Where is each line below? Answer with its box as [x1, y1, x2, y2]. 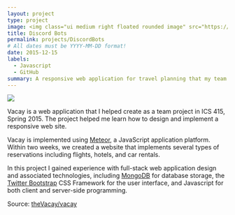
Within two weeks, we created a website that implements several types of [7, 143, 220, 151]
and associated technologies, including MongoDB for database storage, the [7, 172, 225, 180]
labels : [7, 56, 30, 63]
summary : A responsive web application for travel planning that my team [7, 75, 227, 82]
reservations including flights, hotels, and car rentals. [7, 151, 161, 159]
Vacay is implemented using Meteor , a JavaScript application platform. [7, 135, 211, 144]
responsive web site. [7, 122, 67, 131]
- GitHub [13, 68, 39, 75]
